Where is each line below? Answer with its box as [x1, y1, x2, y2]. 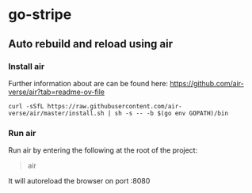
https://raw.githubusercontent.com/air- [47, 102, 182, 110]
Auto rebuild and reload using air [8, 37, 174, 51]
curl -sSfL [8, 102, 44, 110]
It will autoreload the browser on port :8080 [8, 176, 151, 186]
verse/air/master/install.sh [8, 109, 105, 117]
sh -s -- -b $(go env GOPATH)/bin [114, 109, 228, 117]
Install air [8, 61, 45, 72]
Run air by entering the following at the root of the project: [8, 146, 198, 155]
